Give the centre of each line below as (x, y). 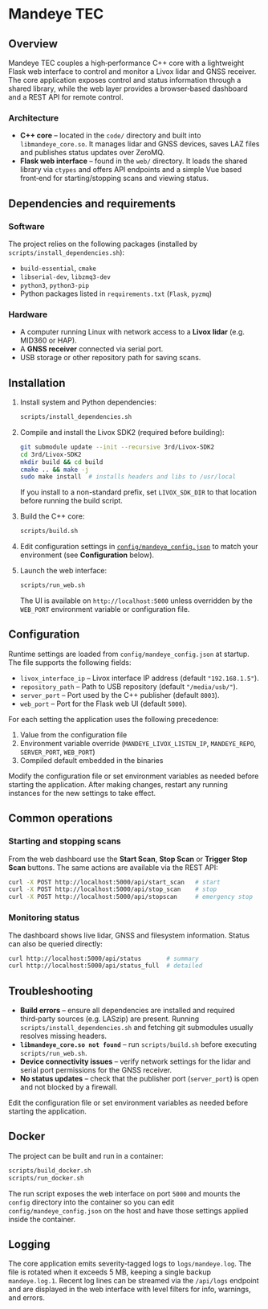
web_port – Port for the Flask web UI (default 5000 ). (103, 704)
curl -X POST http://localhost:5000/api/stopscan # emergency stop (130, 897)
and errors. (27, 1298)
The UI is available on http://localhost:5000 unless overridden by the (136, 601)
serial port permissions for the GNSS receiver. (96, 1070)
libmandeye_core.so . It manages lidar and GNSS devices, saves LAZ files (140, 144)
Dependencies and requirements (92, 203)
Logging (29, 1244)
